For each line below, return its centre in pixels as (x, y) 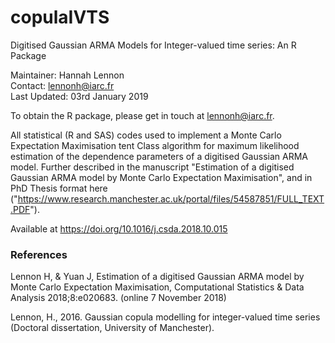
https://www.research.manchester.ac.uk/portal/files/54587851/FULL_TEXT (171, 198)
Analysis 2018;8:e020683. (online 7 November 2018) (118, 298)
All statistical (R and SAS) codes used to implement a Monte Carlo (146, 135)
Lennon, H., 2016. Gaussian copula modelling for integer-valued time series (165, 317)
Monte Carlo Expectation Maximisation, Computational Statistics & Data (157, 287)
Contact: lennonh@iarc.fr (62, 85)
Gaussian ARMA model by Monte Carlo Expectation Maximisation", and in (161, 177)
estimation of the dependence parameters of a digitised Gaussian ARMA (159, 156)
